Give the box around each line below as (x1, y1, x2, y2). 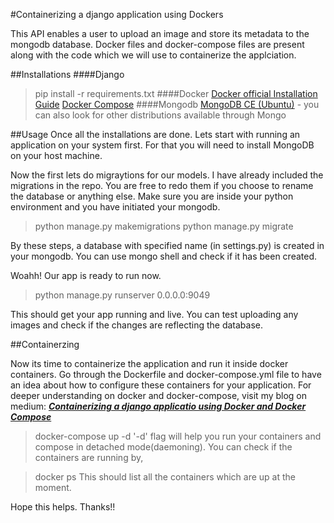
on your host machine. (10, 150, 103, 161)
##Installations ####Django (10, 69, 125, 80)
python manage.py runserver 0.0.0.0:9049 (34, 289, 211, 301)
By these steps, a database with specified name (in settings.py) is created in (10, 240, 325, 251)
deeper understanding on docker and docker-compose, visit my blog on (10, 390, 308, 401)
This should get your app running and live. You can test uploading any (10, 309, 299, 320)
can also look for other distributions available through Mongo (34, 109, 287, 121)
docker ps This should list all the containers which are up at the (34, 471, 297, 483)
